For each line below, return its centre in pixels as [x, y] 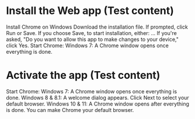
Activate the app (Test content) [83, 76]
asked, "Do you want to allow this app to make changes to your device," [93, 39]
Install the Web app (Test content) [90, 11]
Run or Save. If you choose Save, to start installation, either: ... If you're [91, 33]
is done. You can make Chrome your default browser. [70, 110]
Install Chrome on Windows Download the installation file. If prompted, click [97, 27]
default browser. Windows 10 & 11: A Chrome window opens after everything [98, 104]
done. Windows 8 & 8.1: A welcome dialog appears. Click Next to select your [98, 97]
